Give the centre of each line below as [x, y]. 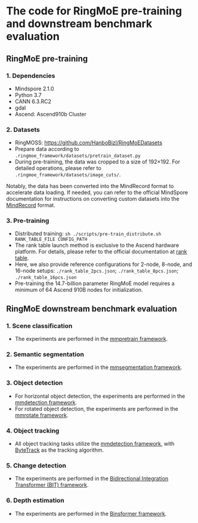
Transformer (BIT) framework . [52, 485]
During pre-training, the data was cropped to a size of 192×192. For [98, 162]
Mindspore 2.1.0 [34, 89]
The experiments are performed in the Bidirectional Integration [92, 479]
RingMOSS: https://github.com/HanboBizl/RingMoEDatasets [89, 143]
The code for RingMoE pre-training [94, 11]
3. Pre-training [28, 221]
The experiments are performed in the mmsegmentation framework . [98, 367]
